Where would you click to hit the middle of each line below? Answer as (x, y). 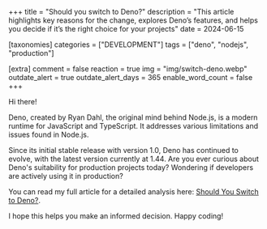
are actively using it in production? (66, 176)
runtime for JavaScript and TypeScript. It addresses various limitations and (133, 126)
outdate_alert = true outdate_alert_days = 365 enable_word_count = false (131, 77)
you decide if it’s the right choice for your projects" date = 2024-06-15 (126, 29)
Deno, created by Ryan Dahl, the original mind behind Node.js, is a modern (133, 117)
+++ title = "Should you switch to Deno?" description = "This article (121, 12)
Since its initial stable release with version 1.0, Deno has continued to (124, 150)
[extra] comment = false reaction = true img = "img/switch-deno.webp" (128, 69)
